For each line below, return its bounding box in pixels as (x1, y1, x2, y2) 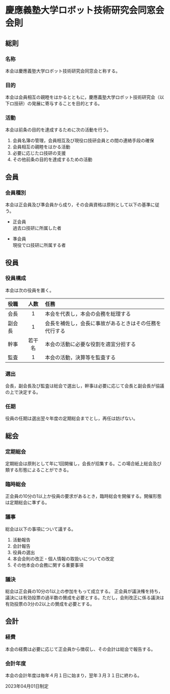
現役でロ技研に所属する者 (12, 242, 66, 248)
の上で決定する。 (5, 389, 41, 395)
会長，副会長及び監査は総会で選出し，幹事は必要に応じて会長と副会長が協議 (5, 383, 164, 389)
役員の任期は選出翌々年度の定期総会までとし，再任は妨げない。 (5, 415, 138, 421)
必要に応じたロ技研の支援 (12, 150, 66, 156)
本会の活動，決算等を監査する (45, 354, 116, 361)
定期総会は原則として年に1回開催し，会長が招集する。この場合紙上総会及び (5, 461, 162, 467)
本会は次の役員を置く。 (5, 287, 54, 293)
